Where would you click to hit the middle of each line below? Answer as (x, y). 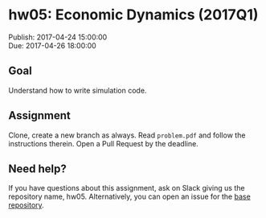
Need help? (37, 169)
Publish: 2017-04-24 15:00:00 (58, 37)
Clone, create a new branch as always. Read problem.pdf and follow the (127, 135)
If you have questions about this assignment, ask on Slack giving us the (127, 188)
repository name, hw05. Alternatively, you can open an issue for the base (129, 197)
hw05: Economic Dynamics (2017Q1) (133, 15)
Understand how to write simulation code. (78, 90)
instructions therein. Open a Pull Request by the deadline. (103, 143)
